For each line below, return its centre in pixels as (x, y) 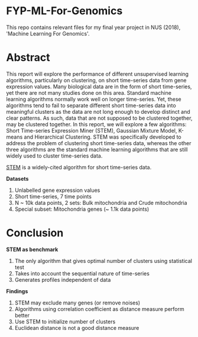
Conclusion (35, 233)
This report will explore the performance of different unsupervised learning (98, 74)
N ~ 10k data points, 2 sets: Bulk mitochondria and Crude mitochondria (101, 203)
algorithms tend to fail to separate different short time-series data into (91, 105)
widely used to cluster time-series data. (54, 156)
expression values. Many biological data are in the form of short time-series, (99, 86)
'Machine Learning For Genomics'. (48, 33)
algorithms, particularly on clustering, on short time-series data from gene (96, 80)
